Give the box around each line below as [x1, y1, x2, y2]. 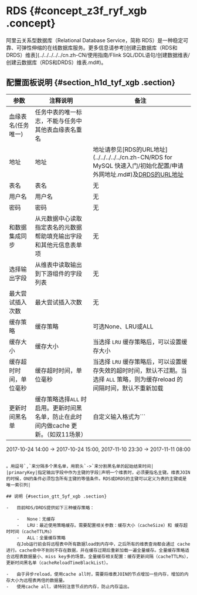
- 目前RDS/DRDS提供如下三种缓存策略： [6, 505, 95, 510]
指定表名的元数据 [35, 223, 82, 231]
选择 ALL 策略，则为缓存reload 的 [93, 375, 183, 383]
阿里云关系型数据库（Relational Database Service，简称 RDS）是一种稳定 [6, 36, 184, 43]
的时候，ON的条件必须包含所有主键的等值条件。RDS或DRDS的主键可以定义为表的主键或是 [6, 476, 187, 482]
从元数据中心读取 [35, 214, 82, 223]
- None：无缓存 [16, 516, 56, 522]
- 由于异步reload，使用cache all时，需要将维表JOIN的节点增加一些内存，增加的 [6, 571, 185, 577]
